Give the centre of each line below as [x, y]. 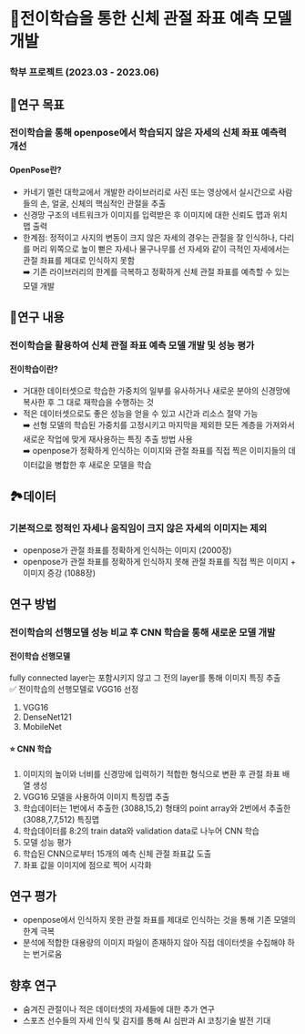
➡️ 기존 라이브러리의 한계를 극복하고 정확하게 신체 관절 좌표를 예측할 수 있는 [156, 271]
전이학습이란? [34, 369]
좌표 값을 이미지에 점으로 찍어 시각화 [87, 865]
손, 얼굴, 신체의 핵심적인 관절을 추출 [103, 203]
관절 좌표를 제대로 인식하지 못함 [78, 260]
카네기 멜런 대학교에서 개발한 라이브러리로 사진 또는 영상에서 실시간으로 [149, 191]
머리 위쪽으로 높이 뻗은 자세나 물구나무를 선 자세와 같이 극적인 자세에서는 [161, 249]
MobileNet [42, 727]
